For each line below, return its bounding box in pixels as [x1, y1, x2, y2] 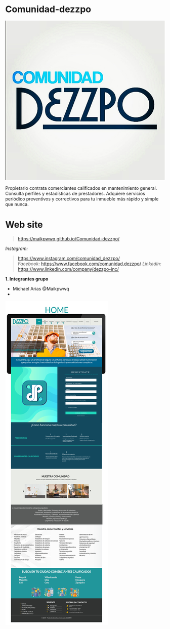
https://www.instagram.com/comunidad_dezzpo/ [17, 255, 120, 261]
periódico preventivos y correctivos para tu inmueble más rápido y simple [5, 196, 159, 202]
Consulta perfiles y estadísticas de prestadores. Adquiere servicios [5, 190, 145, 196]
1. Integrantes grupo [5, 276, 49, 282]
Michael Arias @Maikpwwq [12, 285, 69, 291]
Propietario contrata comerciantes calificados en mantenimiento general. [5, 185, 157, 191]
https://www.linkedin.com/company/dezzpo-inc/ [17, 266, 119, 272]
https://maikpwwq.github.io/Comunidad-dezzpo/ [17, 235, 120, 241]
